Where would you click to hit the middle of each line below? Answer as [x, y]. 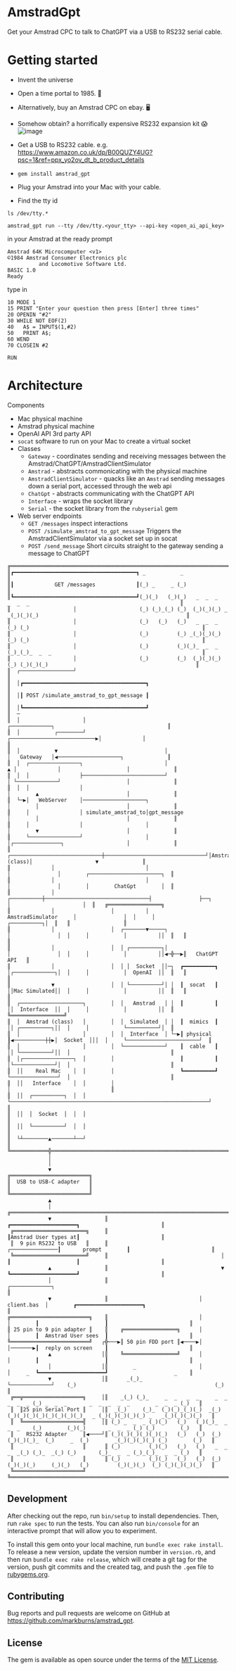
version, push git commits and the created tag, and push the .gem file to [111, 1567]
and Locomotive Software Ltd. [83, 264]
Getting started [53, 60]
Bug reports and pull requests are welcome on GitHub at [89, 1613]
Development [38, 1499]
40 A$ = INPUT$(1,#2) [42, 327]
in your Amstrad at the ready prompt [60, 239]
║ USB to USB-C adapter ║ [50, 1182]
